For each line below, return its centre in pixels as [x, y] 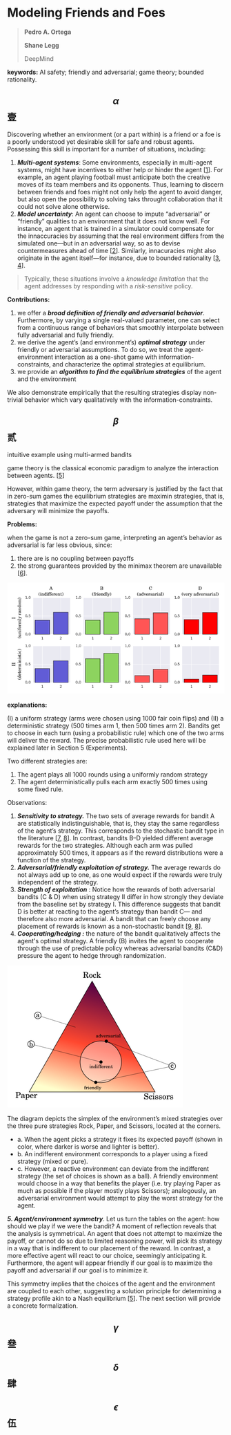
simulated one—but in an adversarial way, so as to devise [99, 243]
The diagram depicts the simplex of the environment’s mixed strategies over [115, 1119]
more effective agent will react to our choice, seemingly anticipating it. [107, 1256]
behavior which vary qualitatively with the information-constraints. [118, 400]
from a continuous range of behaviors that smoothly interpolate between [120, 327]
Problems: [22, 524]
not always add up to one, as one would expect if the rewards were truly [120, 875]
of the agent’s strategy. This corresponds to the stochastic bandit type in [120, 831]
